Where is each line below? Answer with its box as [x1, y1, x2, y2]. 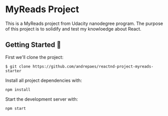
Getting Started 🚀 [5, 41, 62, 49]
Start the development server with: [5, 96, 78, 102]
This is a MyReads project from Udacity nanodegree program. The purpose [5, 20, 163, 26]
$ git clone [5, 64, 31, 69]
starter [5, 68, 22, 73]
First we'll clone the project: [5, 54, 64, 60]
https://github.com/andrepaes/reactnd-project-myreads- [32, 64, 154, 69]
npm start [5, 106, 26, 111]
